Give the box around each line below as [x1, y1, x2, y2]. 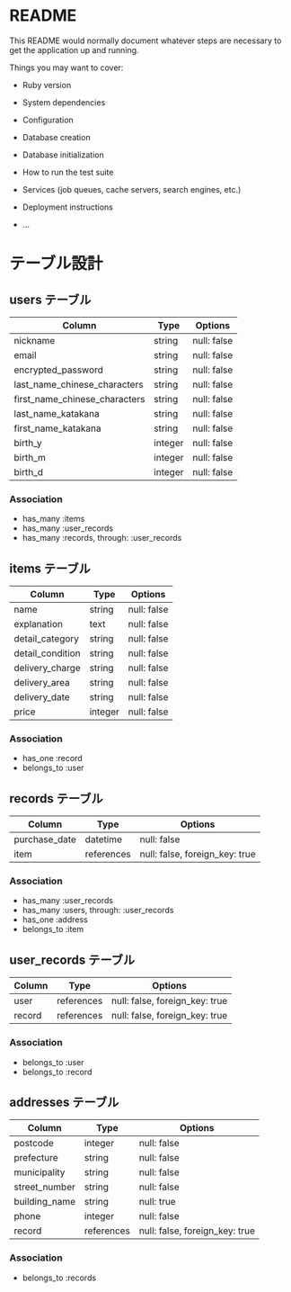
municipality [13, 1166, 66, 1179]
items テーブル [9, 561, 92, 576]
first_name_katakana [13, 422, 101, 435]
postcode [13, 1137, 54, 1150]
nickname [13, 334, 56, 346]
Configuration [22, 114, 74, 125]
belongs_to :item [22, 924, 84, 935]
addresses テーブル [9, 1094, 119, 1109]
